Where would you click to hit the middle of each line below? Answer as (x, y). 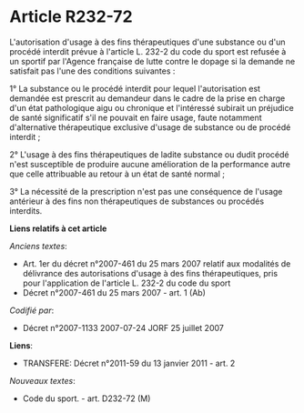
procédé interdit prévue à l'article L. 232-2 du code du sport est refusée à (148, 51)
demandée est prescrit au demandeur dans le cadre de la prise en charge (147, 98)
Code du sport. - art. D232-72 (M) (86, 398)
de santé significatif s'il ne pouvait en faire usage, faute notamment (136, 117)
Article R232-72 (71, 17)
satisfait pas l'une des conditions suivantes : (92, 71)
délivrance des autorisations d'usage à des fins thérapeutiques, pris (150, 273)
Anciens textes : (39, 246)
